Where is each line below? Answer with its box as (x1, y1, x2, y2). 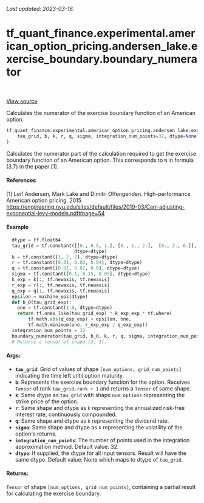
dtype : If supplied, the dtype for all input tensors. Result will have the (15, 449, 187, 457)
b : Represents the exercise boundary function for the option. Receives (15, 378, 190, 386)
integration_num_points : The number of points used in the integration (15, 436, 190, 443)
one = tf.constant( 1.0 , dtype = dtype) (17, 305, 113, 311)
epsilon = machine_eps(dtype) (12, 293, 88, 300)
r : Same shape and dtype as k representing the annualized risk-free (15, 404, 185, 411)
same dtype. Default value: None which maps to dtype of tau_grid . (15, 456, 183, 463)
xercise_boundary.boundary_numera (6, 52, 198, 66)
